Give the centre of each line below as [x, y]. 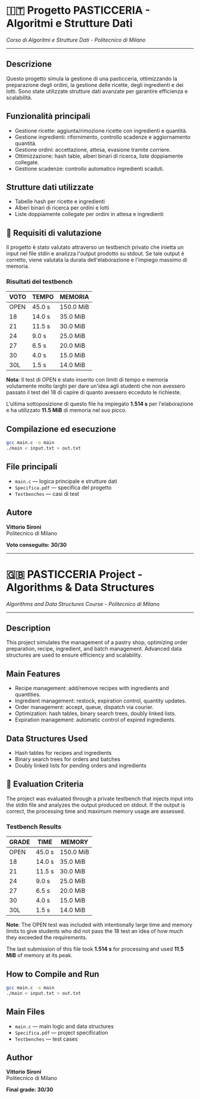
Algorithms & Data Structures [80, 587]
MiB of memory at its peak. [39, 956]
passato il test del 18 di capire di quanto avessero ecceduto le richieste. [94, 392]
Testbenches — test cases [46, 1039]
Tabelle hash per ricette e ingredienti [60, 202]
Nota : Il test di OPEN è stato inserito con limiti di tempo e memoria [87, 380]
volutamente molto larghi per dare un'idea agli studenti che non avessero [96, 386]
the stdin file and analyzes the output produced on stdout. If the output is [96, 805]
